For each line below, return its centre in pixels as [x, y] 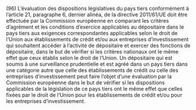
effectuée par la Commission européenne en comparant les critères [87, 21]
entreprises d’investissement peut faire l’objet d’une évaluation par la [89, 76]
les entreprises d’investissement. [46, 101]
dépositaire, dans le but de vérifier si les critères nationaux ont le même [92, 52]
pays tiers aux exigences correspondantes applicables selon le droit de [92, 33]
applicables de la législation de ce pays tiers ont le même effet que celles [94, 89]
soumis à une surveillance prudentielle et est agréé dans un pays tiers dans [97, 64]
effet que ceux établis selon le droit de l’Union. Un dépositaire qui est [89, 58]
